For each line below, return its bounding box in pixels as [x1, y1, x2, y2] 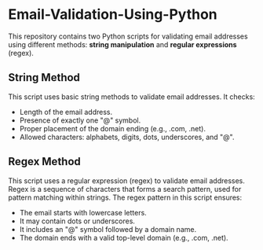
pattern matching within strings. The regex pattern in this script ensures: [8, 193, 243, 202]
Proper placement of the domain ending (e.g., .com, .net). [19, 123, 206, 133]
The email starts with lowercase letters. [19, 208, 147, 217]
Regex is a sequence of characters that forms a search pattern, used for [8, 184, 242, 193]
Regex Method [8, 155, 81, 168]
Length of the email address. [19, 107, 113, 116]
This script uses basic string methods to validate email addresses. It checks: [8, 92, 255, 101]
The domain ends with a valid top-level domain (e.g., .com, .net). [19, 233, 229, 242]
